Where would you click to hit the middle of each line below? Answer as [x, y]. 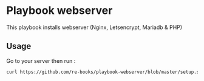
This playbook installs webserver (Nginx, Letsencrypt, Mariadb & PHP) [94, 27]
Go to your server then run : [41, 60]
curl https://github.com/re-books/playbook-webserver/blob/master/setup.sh [104, 72]
